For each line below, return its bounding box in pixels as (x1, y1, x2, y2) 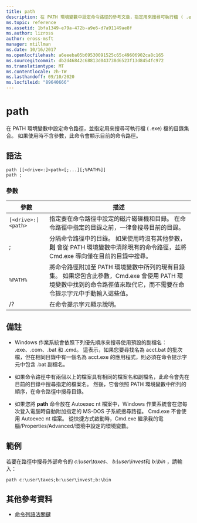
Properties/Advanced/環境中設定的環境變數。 (21, 422, 132, 429)
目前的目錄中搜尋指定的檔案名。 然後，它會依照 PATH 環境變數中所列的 (14, 381, 186, 388)
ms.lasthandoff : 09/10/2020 (6, 74, 75, 80)
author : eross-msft (6, 36, 54, 42)
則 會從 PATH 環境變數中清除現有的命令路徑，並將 (49, 243, 186, 252)
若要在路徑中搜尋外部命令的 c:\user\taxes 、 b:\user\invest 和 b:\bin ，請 (6, 458, 178, 465)
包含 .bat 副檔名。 (25, 361, 69, 368)
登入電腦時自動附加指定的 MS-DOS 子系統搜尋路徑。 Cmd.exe (19, 407, 170, 415)
